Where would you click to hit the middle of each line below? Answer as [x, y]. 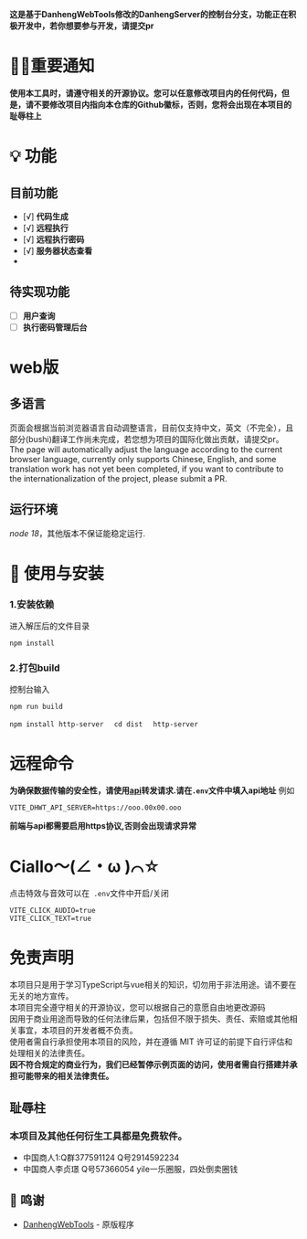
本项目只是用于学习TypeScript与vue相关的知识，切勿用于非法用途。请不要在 [153, 985]
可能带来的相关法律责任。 [65, 1076]
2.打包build [35, 668]
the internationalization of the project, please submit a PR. [118, 478]
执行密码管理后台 [55, 327]
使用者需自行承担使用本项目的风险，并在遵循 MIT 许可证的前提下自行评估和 [151, 1042]
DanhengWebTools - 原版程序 [78, 1224]
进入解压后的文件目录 [49, 626]
